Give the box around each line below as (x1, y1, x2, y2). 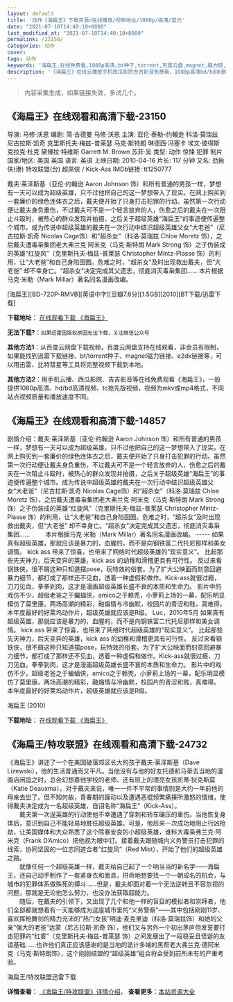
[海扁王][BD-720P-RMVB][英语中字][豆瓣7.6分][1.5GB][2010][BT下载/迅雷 (7, 290, 215, 299)
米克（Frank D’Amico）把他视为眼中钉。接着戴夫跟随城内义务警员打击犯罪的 (7, 836, 225, 844)
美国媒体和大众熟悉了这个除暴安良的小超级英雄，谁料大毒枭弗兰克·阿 (25, 828, 222, 836)
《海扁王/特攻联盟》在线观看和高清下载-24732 (7, 738, 208, 750)
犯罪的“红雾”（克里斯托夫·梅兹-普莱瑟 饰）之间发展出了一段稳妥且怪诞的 (12, 932, 220, 940)
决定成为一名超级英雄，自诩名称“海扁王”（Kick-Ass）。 (25, 801, 181, 810)
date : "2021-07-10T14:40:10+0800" (7, 23, 107, 30)
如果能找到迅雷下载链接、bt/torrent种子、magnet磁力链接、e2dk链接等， (7, 352, 216, 360)
